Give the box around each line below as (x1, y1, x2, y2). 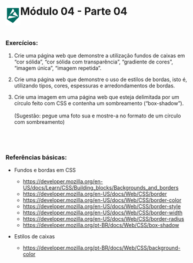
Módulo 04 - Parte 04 (20, 5, 128, 18)
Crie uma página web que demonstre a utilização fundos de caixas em (14, 52, 185, 59)
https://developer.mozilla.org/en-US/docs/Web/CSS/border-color (22, 196, 182, 204)
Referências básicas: (5, 153, 67, 161)
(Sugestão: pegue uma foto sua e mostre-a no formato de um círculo (14, 112, 181, 119)
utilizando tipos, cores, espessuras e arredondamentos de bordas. (14, 82, 175, 89)
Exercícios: (5, 39, 38, 47)
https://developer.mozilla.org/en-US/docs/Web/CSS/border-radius (22, 215, 185, 222)
